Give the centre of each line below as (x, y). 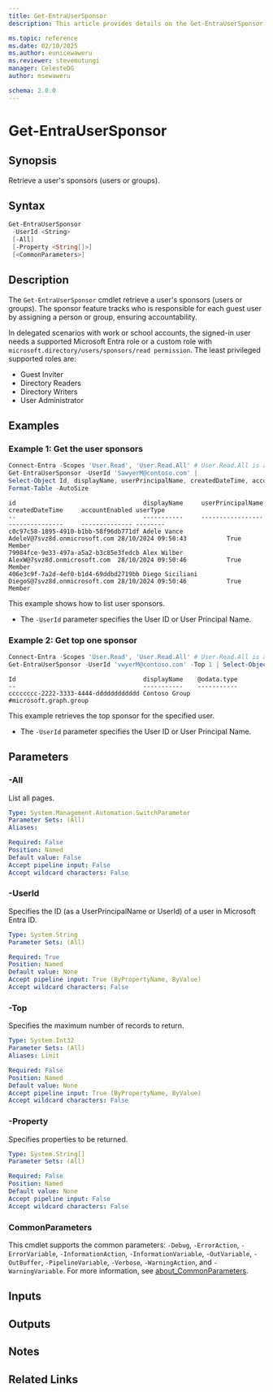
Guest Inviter (41, 374)
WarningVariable (36, 1271)
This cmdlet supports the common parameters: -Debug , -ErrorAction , (124, 1245)
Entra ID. (23, 920)
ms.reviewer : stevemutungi (54, 61)
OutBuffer (25, 1263)
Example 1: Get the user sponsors (76, 449)
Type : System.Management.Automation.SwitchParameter (100, 813)
